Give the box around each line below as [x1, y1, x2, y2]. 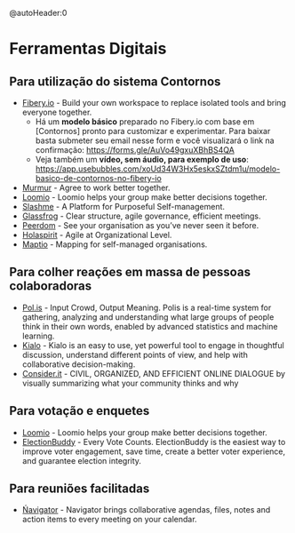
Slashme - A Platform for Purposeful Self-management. [21, 202, 225, 211]
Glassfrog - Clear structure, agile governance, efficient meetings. [21, 211, 261, 221]
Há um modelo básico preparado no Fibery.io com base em [35, 116, 255, 127]
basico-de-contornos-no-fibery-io [35, 173, 162, 183]
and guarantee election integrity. [21, 455, 142, 465]
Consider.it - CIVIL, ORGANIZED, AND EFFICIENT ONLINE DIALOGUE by [21, 368, 286, 378]
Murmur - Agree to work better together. [21, 182, 171, 193]
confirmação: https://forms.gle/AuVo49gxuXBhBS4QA [35, 145, 235, 155]
